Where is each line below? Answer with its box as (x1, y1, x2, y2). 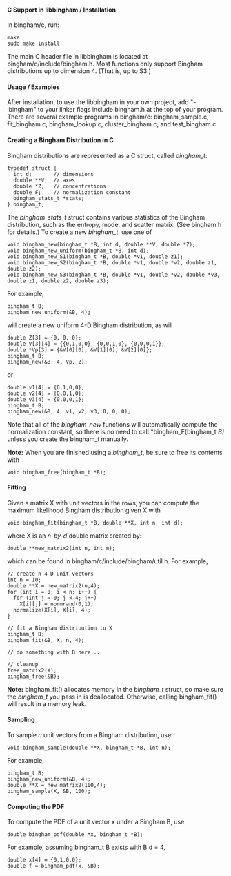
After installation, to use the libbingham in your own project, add (7, 98, 189, 106)
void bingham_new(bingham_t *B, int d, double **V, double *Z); (7, 241, 196, 248)
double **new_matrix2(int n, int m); (7, 545, 116, 552)
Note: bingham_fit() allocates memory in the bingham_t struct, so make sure (7, 685, 224, 693)
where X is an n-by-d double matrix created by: (7, 532, 142, 540)
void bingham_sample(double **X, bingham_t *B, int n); (7, 744, 171, 752)
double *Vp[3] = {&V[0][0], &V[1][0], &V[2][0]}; (7, 346, 153, 353)
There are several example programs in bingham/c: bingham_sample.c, (7, 113, 209, 121)
